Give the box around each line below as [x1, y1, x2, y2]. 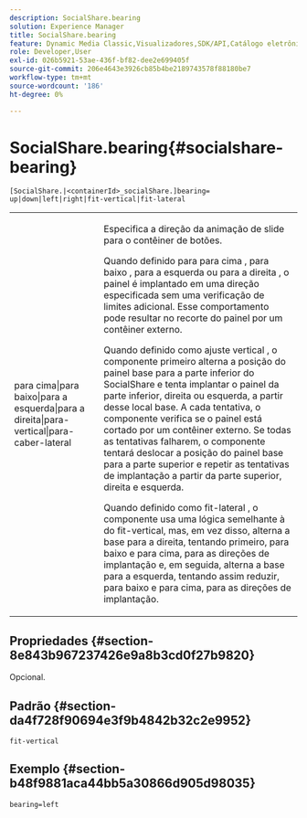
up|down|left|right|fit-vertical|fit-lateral [9, 195, 185, 204]
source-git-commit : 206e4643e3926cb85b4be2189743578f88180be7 [9, 65, 251, 74]
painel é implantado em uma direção [103, 278, 260, 291]
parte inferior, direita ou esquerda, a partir [103, 389, 283, 402]
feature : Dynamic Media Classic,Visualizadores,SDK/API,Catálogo [9, 38, 263, 48]
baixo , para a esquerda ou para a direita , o [103, 266, 290, 279]
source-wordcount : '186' [9, 81, 104, 90]
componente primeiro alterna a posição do [103, 356, 286, 368]
